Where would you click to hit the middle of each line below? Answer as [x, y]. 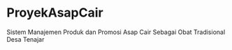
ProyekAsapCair [55, 13]
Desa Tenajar [26, 39]
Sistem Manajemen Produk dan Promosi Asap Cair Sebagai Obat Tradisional [116, 32]
